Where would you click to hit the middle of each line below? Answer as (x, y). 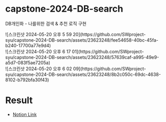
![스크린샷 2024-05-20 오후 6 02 (39, 69)
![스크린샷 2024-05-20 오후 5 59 (39, 34)
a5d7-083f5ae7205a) (28, 63)
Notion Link (25, 114)
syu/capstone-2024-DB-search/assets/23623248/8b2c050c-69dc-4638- (83, 74)
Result (19, 100)
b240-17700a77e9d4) (28, 45)
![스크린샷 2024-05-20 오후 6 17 (38, 51)
